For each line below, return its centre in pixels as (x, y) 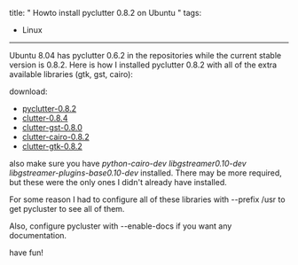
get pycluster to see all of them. (67, 209)
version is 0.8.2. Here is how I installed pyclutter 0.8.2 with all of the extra (143, 65)
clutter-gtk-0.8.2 (52, 146)
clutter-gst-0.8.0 (52, 127)
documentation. (38, 235)
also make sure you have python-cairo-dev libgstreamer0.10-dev (128, 164)
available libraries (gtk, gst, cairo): (71, 74)
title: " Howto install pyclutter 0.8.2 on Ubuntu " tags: (106, 13)
